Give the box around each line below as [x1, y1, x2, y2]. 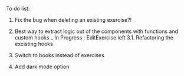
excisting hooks [14, 41, 53, 47]
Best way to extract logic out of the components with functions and [14, 28, 179, 35]
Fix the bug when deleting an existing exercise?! [14, 16, 132, 23]
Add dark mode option [14, 63, 70, 70]
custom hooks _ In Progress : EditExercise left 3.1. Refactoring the [14, 34, 174, 41]
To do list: [6, 5, 30, 12]
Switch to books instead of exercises [14, 52, 104, 58]
